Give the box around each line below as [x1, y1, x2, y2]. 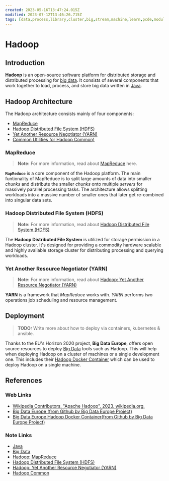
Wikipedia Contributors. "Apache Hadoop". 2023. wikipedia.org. [12, 403, 145, 409]
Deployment [5, 311, 45, 320]
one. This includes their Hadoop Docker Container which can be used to [5, 356, 155, 362]
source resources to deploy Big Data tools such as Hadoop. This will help [5, 345, 157, 351]
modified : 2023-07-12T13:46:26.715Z [5, 12, 82, 17]
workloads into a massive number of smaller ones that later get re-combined [5, 192, 164, 198]
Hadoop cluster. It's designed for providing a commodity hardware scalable [5, 242, 162, 248]
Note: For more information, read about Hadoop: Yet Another [17, 277, 144, 283]
